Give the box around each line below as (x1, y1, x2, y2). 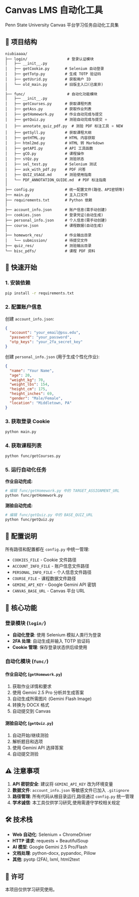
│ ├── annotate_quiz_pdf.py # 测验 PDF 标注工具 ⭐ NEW (5, 124, 123, 128)
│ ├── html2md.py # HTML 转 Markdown (5, 140, 104, 145)
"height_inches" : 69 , (9, 391, 54, 396)
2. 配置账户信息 (5, 304, 42, 311)
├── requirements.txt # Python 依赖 (5, 197, 93, 202)
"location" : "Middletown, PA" (9, 400, 72, 405)
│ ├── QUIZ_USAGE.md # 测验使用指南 (5, 172, 92, 177)
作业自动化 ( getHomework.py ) (5, 671, 63, 677)
